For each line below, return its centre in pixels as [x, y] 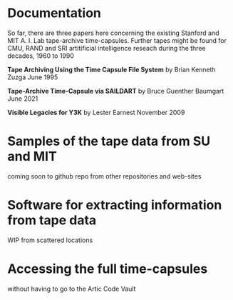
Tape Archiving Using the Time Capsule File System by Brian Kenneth [112, 69]
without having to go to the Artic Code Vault [72, 289]
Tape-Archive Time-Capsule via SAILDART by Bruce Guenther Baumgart [116, 91]
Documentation [55, 13]
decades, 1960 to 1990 [41, 56]
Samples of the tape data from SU [109, 141]
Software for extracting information [115, 205]
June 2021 [23, 99]
